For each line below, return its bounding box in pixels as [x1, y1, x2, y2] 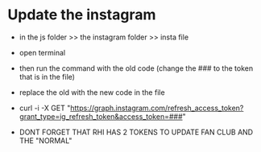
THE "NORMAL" [19, 135, 72, 146]
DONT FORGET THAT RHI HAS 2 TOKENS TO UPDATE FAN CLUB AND [19, 127, 254, 137]
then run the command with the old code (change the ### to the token [19, 63, 254, 73]
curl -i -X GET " [19, 103, 71, 113]
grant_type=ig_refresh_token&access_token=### [19, 111, 183, 121]
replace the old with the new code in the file [19, 87, 166, 97]
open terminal [19, 47, 66, 57]
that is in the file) [19, 72, 76, 81]
